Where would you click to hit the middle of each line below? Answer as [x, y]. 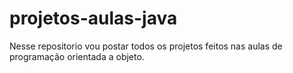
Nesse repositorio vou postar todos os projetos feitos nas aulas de [146, 46]
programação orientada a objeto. [77, 56]
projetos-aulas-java [93, 18]
